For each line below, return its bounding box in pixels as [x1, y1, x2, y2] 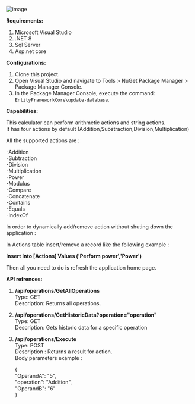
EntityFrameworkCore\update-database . [14, 96, 110, 103]
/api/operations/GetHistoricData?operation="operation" [14, 311, 157, 318]
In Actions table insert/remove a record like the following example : [6, 241, 170, 248]
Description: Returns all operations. [14, 300, 101, 306]
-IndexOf [6, 212, 28, 218]
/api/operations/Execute [14, 336, 77, 342]
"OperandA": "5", [14, 372, 57, 379]
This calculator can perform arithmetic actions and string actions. [6, 119, 166, 126]
